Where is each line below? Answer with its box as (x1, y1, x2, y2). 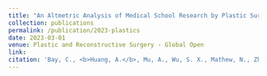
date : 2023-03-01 (8, 33, 66, 42)
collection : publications (8, 19, 94, 27)
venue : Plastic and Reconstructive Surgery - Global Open (8, 41, 204, 49)
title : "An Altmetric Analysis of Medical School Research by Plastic (8, 11, 247, 20)
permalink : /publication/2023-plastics (8, 26, 141, 34)
